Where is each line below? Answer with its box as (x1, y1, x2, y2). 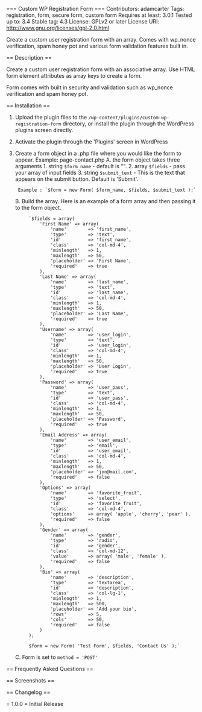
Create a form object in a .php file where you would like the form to (14, 150, 182, 157)
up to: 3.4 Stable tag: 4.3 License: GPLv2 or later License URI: (6, 18, 160, 25)
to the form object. (14, 204, 62, 211)
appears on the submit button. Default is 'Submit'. (14, 175, 139, 183)
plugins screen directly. (14, 127, 74, 133)
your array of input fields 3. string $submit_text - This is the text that (14, 169, 185, 176)
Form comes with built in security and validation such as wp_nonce (6, 84, 173, 91)
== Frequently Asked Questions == (6, 666, 93, 672)
